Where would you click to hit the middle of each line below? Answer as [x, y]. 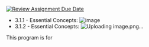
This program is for [30, 37]
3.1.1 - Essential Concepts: [46, 20]
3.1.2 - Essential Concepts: [47, 26]
